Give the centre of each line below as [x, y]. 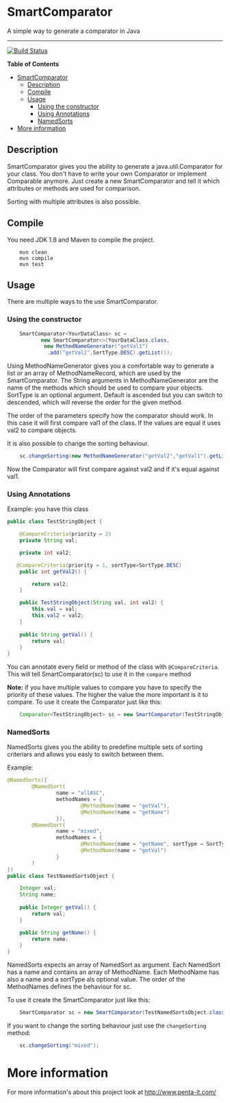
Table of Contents [33, 64]
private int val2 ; [46, 553]
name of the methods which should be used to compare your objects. [105, 388]
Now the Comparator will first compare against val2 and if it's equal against [113, 469]
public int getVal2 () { [53, 571]
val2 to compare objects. [42, 430]
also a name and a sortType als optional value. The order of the [96, 980]
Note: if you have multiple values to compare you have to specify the [104, 687]
